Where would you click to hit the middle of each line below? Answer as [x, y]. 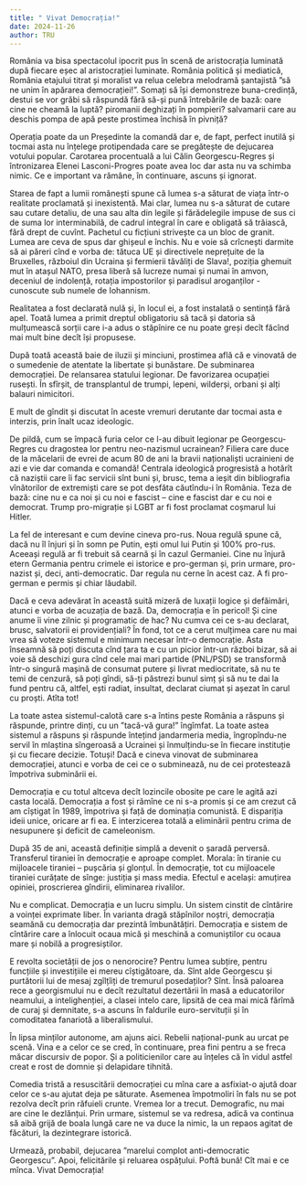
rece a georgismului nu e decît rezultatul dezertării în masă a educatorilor [147, 991]
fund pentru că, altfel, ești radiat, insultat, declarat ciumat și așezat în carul [150, 689]
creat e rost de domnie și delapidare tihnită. [91, 1067]
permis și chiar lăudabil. [92, 583]
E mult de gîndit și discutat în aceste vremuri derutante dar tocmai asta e [146, 411]
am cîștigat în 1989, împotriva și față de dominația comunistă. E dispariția [146, 811]
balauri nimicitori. [42, 394]
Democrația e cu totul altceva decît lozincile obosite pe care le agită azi [143, 792]
